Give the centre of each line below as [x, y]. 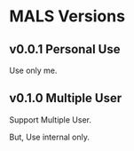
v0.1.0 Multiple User [66, 98]
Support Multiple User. [50, 119]
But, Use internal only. [50, 137]
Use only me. [33, 70]
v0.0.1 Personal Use [65, 49]
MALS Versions [67, 16]
